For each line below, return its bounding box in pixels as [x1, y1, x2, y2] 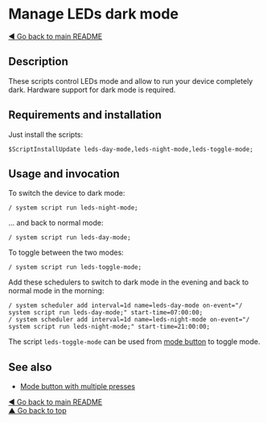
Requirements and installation [8, 108, 162, 122]
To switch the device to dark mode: [8, 189, 125, 198]
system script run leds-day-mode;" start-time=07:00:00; [8, 309, 203, 317]
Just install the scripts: [8, 130, 84, 139]
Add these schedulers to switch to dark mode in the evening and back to [8, 277, 249, 287]
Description [8, 55, 68, 68]
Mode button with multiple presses [19, 382, 135, 392]
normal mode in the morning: [8, 286, 105, 296]
